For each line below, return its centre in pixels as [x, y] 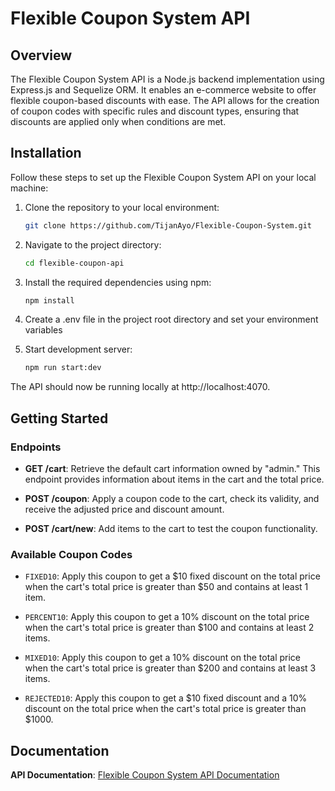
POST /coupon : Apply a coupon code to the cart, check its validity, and [172, 498]
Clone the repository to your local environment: [122, 207]
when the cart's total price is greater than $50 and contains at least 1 [166, 587]
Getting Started [59, 418]
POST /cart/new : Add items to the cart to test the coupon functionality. [171, 528]
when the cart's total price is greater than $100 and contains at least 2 [169, 628]
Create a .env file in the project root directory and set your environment [171, 319]
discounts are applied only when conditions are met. [118, 121]
